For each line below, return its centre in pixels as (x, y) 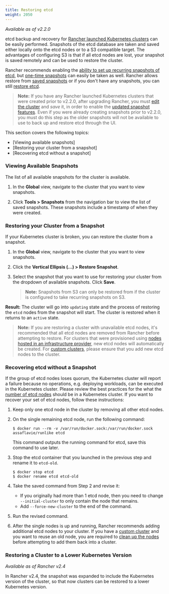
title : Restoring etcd (29, 10)
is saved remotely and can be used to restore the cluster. (64, 60)
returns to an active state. (32, 318)
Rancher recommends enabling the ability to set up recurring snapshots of (82, 70)
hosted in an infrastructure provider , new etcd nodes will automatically (91, 344)
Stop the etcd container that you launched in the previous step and (82, 458)
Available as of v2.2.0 (28, 29)
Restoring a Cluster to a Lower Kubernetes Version (69, 555)
